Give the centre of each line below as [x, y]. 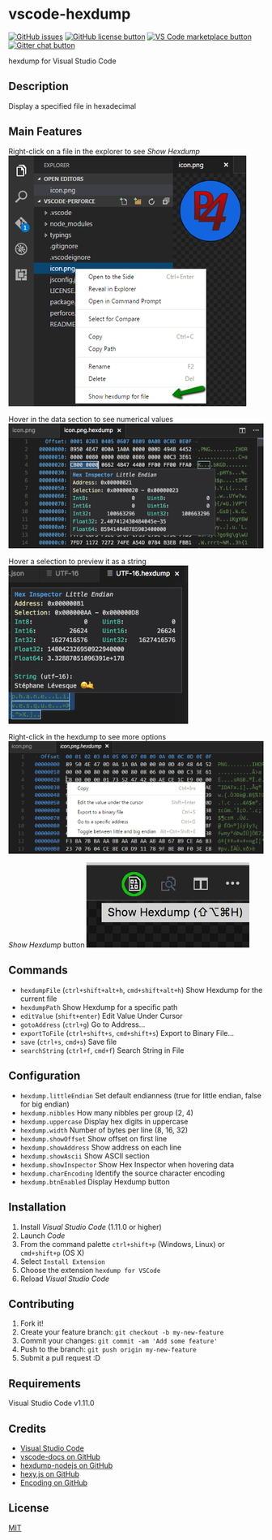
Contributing [41, 1304]
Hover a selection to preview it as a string [78, 561]
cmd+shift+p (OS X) [52, 1253]
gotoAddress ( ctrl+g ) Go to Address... [83, 1025]
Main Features [45, 132]
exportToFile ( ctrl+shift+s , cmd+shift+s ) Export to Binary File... [127, 1033]
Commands [38, 971]
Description [38, 86]
